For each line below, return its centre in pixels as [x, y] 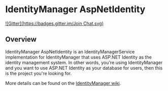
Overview [21, 39]
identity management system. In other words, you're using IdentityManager [84, 63]
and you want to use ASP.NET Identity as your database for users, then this [84, 68]
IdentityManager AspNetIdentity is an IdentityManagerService [70, 51]
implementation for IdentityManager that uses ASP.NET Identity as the [79, 57]
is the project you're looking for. [39, 73]
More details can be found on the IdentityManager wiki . [63, 83]
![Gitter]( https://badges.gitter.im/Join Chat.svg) [55, 23]
